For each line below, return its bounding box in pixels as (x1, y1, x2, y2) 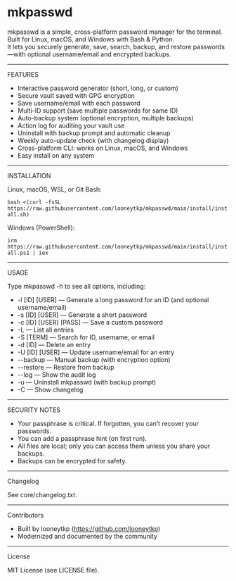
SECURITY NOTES (7, 406, 61, 414)
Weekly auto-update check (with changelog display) (17, 136, 169, 144)
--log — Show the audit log (17, 370, 96, 379)
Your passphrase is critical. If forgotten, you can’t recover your (17, 419, 199, 427)
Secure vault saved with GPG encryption (17, 91, 136, 99)
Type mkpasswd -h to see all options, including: (7, 282, 146, 290)
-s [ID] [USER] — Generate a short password (17, 311, 147, 319)
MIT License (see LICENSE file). (7, 566, 100, 574)
